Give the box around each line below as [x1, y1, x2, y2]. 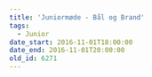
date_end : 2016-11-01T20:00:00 [9, 46, 125, 55]
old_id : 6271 [9, 54, 58, 63]
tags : [9, 21, 29, 30]
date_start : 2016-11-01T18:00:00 [9, 37, 133, 47]
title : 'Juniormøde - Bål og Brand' [9, 12, 145, 22]
